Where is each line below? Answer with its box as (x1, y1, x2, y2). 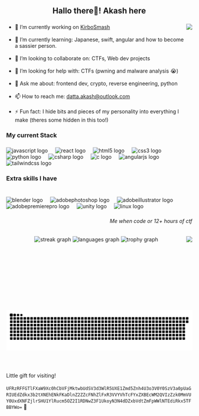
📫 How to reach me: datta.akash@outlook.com (14, 93, 131, 100)
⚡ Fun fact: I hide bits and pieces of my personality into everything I (14, 108, 179, 115)
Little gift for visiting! (6, 372, 56, 379)
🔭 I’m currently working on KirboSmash (14, 24, 110, 31)
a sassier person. (14, 42, 57, 50)
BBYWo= (6, 405, 22, 411)
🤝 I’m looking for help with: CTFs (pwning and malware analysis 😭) (14, 67, 179, 74)
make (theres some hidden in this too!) (14, 116, 109, 124)
